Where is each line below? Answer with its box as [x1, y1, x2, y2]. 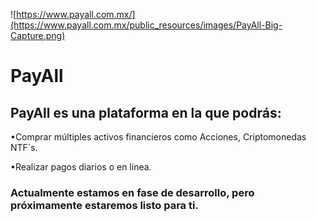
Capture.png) [10, 30, 66, 41]
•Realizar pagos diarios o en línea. [10, 161, 152, 173]
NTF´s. [10, 142, 38, 153]
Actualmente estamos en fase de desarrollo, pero [10, 185, 255, 199]
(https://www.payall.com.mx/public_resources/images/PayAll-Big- [10, 19, 283, 31]
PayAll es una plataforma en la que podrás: [10, 104, 282, 121]
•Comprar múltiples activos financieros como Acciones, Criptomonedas [10, 131, 307, 143]
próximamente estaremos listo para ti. [10, 198, 199, 212]
